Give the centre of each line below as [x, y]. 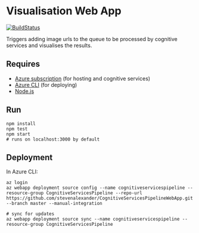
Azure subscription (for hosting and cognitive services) [83, 78]
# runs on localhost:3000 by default [53, 139]
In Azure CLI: [22, 172]
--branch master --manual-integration [54, 204]
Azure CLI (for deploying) [46, 85]
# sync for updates [30, 214]
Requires [23, 64]
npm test [17, 129]
